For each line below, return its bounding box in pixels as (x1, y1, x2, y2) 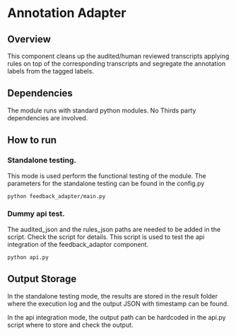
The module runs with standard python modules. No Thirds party (7, 106, 196, 115)
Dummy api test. (7, 209, 65, 219)
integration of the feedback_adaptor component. (7, 240, 149, 248)
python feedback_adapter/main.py (7, 192, 106, 199)
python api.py (7, 253, 49, 261)
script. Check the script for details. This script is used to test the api (7, 232, 205, 241)
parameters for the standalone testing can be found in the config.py (7, 179, 205, 187)
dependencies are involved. (7, 113, 88, 122)
